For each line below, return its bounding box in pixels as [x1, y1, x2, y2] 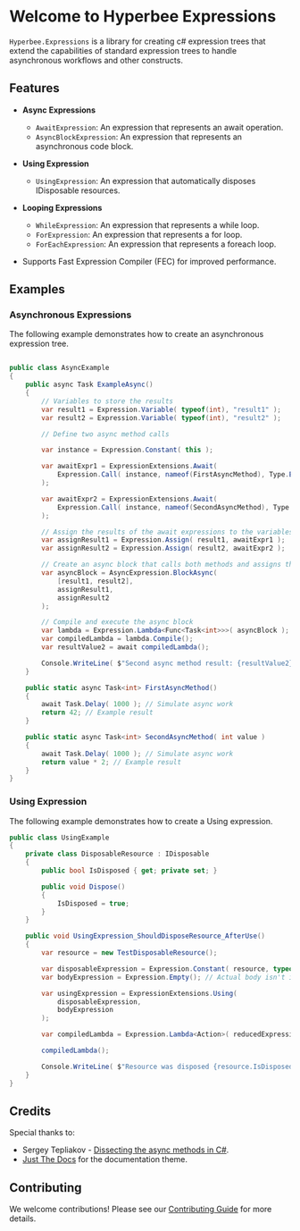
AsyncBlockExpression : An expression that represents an [35, 131, 243, 142]
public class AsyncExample [9, 364, 110, 373]
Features [9, 80, 60, 96]
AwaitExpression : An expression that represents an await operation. [35, 122, 284, 132]
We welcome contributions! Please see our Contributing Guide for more [9, 1204, 272, 1215]
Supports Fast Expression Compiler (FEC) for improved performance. [21, 256, 277, 266]
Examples [9, 282, 65, 297]
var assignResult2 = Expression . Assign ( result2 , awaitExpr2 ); [41, 544, 286, 553]
